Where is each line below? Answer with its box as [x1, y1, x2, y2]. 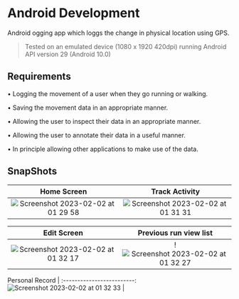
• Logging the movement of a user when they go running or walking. [7, 89, 208, 98]
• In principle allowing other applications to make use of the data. [7, 145, 199, 153]
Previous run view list [137, 228, 213, 238]
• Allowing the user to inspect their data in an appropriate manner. [7, 117, 201, 125]
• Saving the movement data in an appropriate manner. [7, 103, 169, 112]
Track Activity [151, 187, 201, 196]
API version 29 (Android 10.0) [24, 50, 112, 58]
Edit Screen [43, 228, 83, 238]
